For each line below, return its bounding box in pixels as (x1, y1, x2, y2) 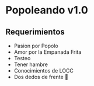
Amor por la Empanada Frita (13, 49, 82, 56)
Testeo (13, 55, 31, 61)
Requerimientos (5, 27, 65, 37)
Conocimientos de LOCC (13, 67, 74, 74)
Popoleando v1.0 (5, 4, 88, 17)
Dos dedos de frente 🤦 (13, 74, 68, 80)
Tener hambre (13, 61, 48, 68)
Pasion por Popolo (13, 42, 59, 49)
